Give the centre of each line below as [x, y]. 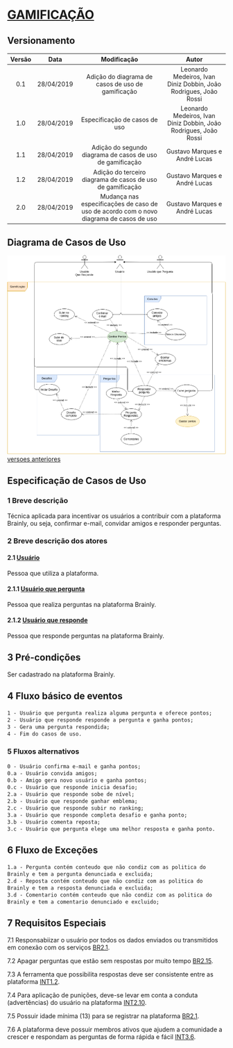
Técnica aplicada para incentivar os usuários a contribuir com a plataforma [114, 516]
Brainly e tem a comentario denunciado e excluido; [83, 902]
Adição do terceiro [120, 172]
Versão [21, 59]
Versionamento [41, 41]
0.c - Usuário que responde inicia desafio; [72, 788]
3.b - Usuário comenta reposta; [54, 822]
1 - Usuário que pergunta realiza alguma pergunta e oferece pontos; [110, 713]
